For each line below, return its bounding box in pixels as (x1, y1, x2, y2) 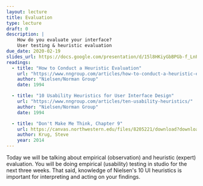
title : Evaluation (6, 14, 53, 21)
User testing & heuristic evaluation (17, 43, 112, 49)
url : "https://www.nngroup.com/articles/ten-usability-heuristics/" (17, 98, 193, 104)
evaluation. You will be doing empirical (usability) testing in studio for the (6, 161, 187, 167)
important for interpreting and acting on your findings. (6, 173, 141, 180)
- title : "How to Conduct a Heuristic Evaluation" (11, 65, 142, 71)
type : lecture (6, 20, 42, 26)
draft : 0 (6, 25, 28, 32)
